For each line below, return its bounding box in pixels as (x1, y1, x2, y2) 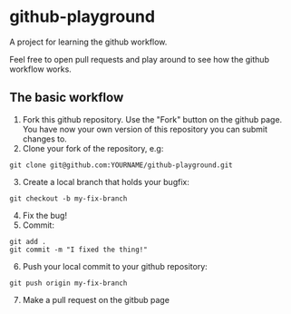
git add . (9, 237, 47, 246)
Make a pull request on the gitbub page (22, 294, 170, 305)
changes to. (22, 133, 68, 144)
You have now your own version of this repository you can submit (22, 123, 268, 134)
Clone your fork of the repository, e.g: (22, 142, 164, 153)
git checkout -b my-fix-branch (9, 193, 128, 203)
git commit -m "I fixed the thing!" (9, 245, 148, 254)
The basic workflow (9, 90, 124, 105)
